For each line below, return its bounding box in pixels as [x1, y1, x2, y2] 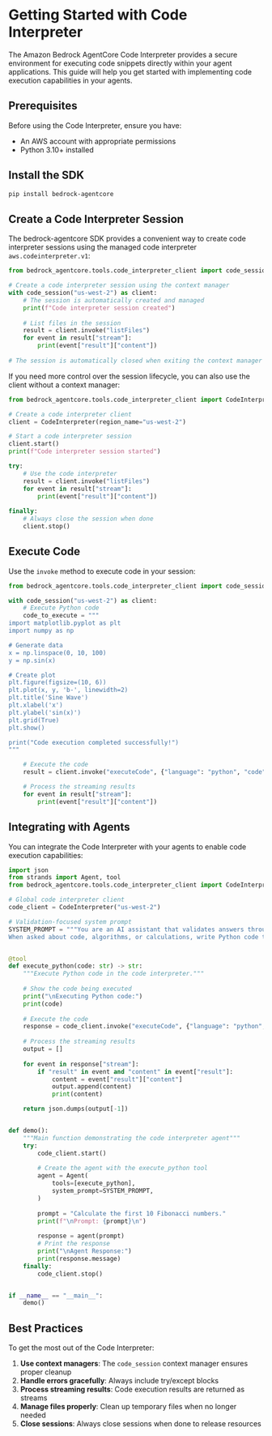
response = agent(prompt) [37, 1232, 125, 1241]
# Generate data [8, 641, 63, 649]
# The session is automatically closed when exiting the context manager [8, 357, 263, 365]
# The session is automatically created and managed [23, 296, 205, 305]
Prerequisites [8, 99, 78, 113]
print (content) [51, 1090, 104, 1099]
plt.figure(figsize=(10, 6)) [8, 678, 107, 686]
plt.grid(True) [8, 716, 60, 724]
